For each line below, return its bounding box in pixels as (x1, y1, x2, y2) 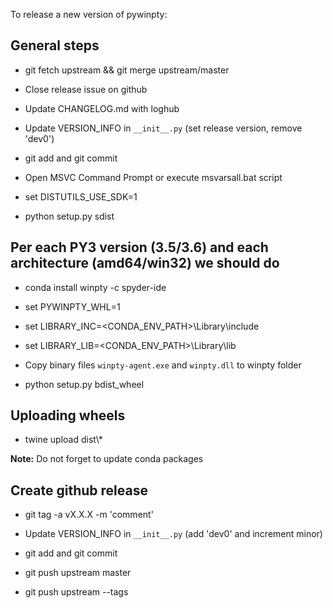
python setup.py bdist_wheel (24, 378, 145, 390)
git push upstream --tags (24, 586, 129, 598)
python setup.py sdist (24, 210, 115, 222)
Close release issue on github (24, 83, 148, 95)
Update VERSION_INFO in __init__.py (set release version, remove (24, 122, 303, 134)
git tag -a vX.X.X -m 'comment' (24, 509, 154, 521)
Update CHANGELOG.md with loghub (24, 102, 180, 114)
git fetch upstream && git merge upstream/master (24, 64, 230, 76)
